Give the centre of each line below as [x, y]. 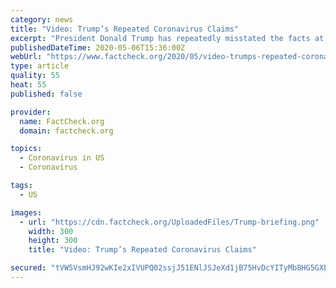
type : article [40, 66]
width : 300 [51, 231]
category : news [42, 19]
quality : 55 [35, 76]
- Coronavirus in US [62, 158]
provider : [31, 112]
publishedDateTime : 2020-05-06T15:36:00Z [98, 47]
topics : [26, 149]
